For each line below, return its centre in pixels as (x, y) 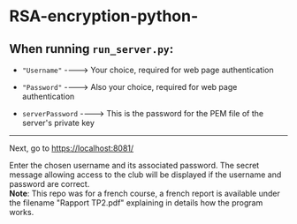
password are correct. (49, 184)
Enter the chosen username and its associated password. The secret (134, 165)
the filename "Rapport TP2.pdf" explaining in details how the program (136, 203)
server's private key (58, 123)
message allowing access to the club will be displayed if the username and (145, 175)
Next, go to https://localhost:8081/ (72, 148)
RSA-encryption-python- (104, 16)
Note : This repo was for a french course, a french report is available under (145, 193)
